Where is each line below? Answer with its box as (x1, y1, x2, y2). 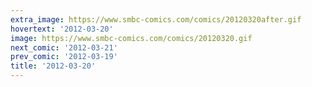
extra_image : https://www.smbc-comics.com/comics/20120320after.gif (10, 14, 302, 25)
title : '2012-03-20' (10, 61, 97, 71)
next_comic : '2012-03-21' (10, 42, 118, 53)
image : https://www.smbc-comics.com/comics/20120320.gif (10, 33, 253, 43)
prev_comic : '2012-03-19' (10, 52, 118, 62)
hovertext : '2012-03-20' (10, 24, 114, 34)
